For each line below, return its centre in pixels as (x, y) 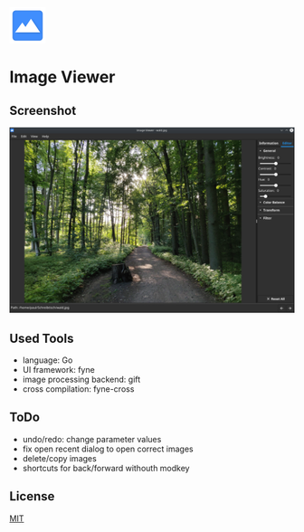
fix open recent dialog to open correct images (108, 449)
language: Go (47, 360)
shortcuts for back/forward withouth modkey (106, 468)
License (32, 496)
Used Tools (42, 338)
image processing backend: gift (81, 380)
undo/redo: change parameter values (92, 439)
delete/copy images (59, 458)
